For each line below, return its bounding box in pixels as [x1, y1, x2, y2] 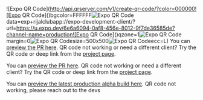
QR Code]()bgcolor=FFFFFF [22, 12, 92, 19]
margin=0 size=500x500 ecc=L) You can [6, 38, 190, 44]
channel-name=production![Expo [6, 31, 89, 38]
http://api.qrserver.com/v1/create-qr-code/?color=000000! [50, 5, 197, 12]
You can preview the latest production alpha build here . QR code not [6, 80, 176, 87]
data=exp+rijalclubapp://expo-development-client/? [6, 18, 136, 25]
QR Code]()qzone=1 [90, 31, 140, 38]
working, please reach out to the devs [6, 87, 101, 93]
